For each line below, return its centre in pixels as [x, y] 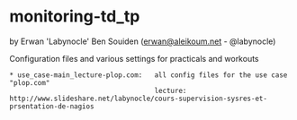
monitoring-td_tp [75, 17]
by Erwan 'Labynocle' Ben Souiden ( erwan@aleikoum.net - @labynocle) [143, 41]
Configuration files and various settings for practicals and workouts [134, 58]
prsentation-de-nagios [52, 106]
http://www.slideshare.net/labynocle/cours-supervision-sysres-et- [139, 99]
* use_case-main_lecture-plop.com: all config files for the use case [148, 75]
